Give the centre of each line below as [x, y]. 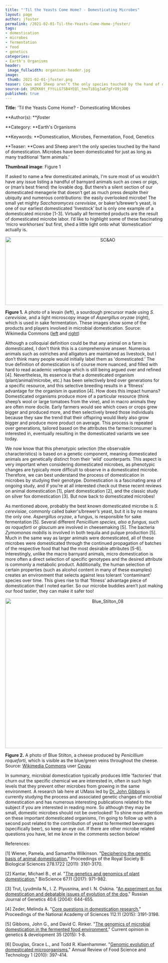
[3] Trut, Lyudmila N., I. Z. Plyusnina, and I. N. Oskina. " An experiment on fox [84, 889]
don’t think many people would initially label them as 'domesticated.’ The [80, 359]
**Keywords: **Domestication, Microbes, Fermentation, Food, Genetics [80, 137]
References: [17, 844]
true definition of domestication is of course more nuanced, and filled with [81, 364]
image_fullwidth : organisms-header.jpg [49, 71]
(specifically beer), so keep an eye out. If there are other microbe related [80, 829]
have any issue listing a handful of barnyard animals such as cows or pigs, [82, 182]
